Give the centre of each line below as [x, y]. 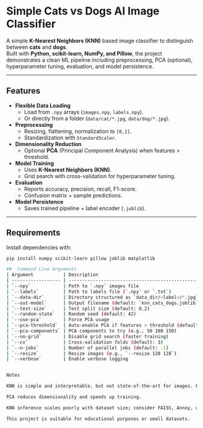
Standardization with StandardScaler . [70, 138]
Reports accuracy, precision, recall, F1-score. [80, 189]
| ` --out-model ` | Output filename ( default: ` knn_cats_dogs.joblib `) [104, 303]
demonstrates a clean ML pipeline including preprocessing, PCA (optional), [100, 60]
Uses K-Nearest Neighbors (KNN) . [68, 170]
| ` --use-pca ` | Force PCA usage [58, 320]
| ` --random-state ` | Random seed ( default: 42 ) [71, 314]
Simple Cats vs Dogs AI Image [83, 11]
